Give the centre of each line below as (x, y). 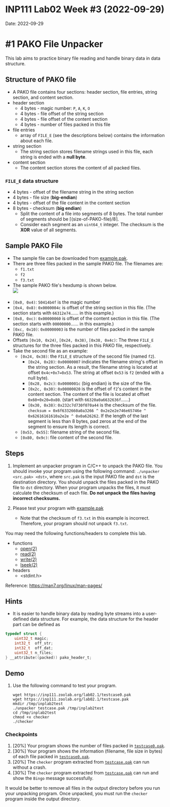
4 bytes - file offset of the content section (64, 119)
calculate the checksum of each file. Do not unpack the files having (84, 493)
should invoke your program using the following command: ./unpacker (86, 471)
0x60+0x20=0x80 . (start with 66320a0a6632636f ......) (79, 399)
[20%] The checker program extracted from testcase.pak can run (81, 762)
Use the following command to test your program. (64, 686)
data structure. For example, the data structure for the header (94, 619)
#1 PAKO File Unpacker (54, 44)
